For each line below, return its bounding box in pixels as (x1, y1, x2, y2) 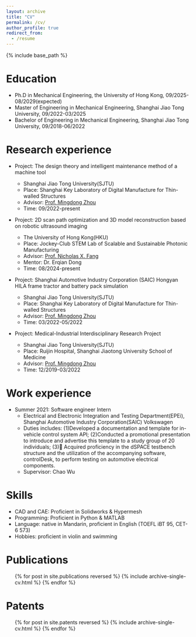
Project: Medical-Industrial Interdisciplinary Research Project (14, 330, 161, 337)
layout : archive (6, 8, 46, 15)
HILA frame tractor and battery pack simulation (14, 282, 128, 290)
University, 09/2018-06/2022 (14, 122, 85, 129)
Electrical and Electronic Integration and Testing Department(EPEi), (23, 412, 185, 419)
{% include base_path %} (6, 52, 68, 58)
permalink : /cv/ (6, 19, 46, 25)
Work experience (6, 387, 92, 400)
